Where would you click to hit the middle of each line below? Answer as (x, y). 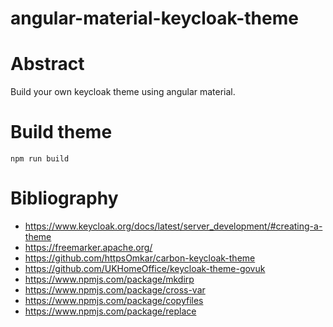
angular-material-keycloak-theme (154, 18)
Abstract (47, 64)
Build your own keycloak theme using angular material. (123, 92)
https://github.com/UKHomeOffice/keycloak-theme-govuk (145, 268)
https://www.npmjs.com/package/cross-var (115, 290)
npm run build (40, 159)
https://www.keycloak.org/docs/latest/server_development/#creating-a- (173, 226)
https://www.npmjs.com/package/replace (110, 311)
